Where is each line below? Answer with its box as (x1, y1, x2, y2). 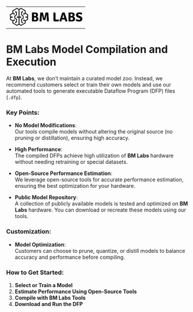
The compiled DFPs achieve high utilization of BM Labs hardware (14, 152, 174, 160)
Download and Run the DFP (14, 300, 83, 307)
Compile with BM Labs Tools (14, 294, 86, 301)
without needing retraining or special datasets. (14, 158, 128, 165)
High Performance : (14, 146, 63, 153)
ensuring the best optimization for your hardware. (14, 183, 136, 190)
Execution (6, 56, 57, 69)
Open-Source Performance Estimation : (14, 170, 113, 177)
